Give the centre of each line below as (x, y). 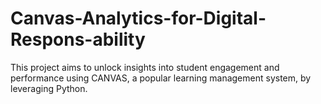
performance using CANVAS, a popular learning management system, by (161, 78)
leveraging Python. (49, 88)
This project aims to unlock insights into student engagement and (145, 67)
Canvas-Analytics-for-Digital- (138, 18)
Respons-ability (78, 39)
